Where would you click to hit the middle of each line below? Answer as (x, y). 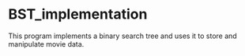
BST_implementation (78, 14)
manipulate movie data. (46, 44)
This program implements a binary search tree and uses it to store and (122, 36)
